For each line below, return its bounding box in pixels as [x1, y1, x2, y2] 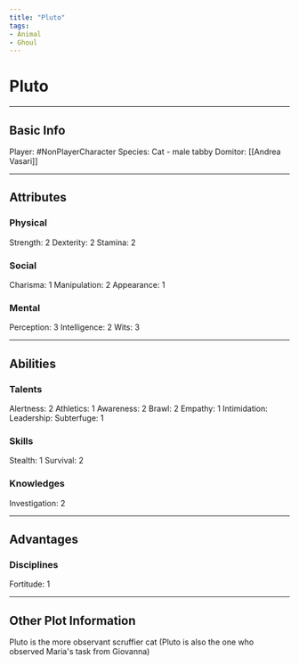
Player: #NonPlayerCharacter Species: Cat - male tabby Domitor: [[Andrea [9, 146, 281, 157]
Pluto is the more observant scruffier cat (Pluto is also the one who [9, 636, 255, 647]
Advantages [9, 531, 78, 546]
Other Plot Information [9, 612, 136, 628]
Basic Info [9, 122, 66, 138]
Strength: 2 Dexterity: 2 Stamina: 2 [9, 237, 136, 248]
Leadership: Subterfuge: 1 [9, 412, 104, 423]
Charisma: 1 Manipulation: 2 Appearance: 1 [9, 279, 166, 290]
